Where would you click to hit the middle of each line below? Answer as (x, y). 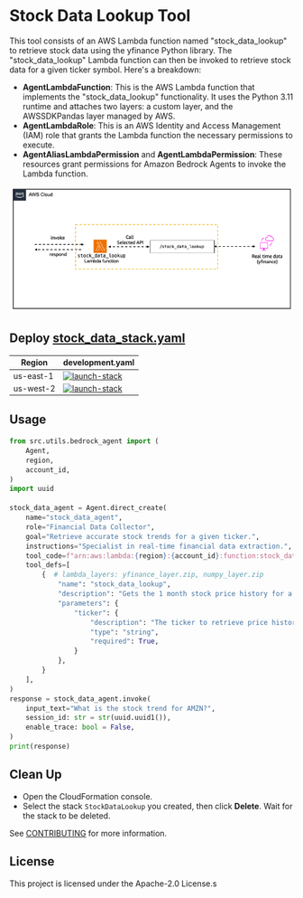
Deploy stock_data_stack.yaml (97, 339)
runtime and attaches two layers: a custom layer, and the (128, 106)
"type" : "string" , (124, 632)
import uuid (32, 489)
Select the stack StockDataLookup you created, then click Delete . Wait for (157, 806)
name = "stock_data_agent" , (74, 518)
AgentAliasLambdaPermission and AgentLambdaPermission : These (152, 154)
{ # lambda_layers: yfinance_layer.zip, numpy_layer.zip (153, 575)
